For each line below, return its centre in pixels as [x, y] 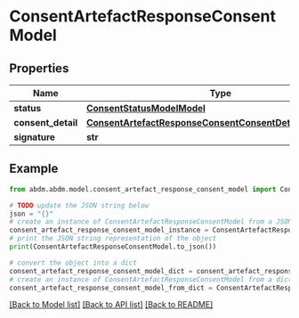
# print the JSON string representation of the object [113, 239]
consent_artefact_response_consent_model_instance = [109, 230]
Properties [39, 68]
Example [34, 169]
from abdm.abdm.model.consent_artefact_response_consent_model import [143, 189]
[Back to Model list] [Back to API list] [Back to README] [111, 305]
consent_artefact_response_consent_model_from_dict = [111, 288]
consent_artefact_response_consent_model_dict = [101, 271]
